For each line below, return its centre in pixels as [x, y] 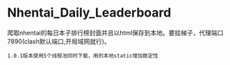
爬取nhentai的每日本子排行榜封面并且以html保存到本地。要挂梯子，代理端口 [115, 32]
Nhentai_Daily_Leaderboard [89, 13]
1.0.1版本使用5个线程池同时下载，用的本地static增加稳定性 [83, 56]
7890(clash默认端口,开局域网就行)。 [59, 41]
